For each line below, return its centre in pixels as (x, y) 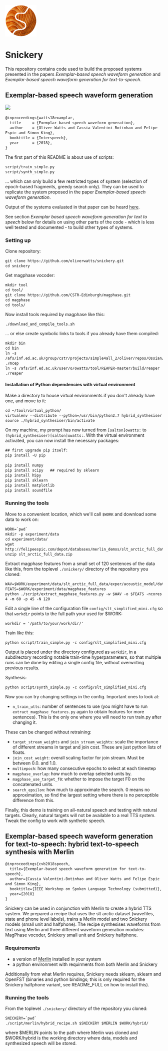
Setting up (18, 240)
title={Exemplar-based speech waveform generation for (68, 869)
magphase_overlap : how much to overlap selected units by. (72, 773)
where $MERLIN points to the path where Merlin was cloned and (72, 1032)
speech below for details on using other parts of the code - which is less (80, 222)
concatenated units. (33, 784)
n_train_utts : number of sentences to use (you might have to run (80, 706)
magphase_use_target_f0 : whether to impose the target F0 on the (78, 779)
